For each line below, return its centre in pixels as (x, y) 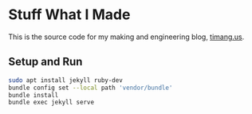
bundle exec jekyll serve (51, 102)
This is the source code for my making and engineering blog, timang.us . (126, 37)
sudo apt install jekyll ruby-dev (66, 80)
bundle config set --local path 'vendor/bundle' (91, 88)
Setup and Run (45, 62)
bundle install (33, 95)
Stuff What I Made (69, 15)
